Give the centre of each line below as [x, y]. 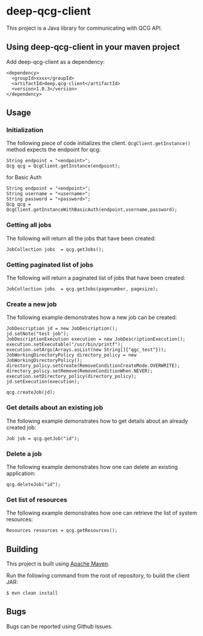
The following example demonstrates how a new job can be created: [92, 318]
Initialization [25, 130]
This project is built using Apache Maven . [58, 564]
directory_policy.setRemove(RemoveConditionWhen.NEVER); [80, 371]
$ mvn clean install [32, 593]
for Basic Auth [24, 177]
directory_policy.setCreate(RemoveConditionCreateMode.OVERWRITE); [93, 366]
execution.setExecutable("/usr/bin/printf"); [65, 344]
